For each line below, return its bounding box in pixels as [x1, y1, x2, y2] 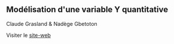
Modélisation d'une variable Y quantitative [6, 5, 169, 15]
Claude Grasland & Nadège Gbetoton [6, 20, 97, 27]
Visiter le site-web [6, 32, 51, 39]
